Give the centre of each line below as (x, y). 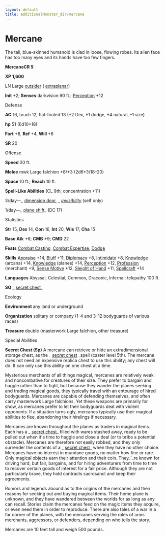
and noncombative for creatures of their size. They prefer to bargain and (79, 380)
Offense (13, 153)
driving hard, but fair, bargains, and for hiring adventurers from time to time (81, 463)
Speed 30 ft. (18, 163)
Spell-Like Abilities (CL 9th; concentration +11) (53, 191)
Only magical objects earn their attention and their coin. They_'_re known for (82, 458)
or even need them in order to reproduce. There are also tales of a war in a (81, 509)
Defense (14, 105)
